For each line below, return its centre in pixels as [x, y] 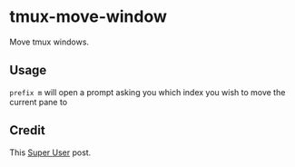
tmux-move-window [88, 17]
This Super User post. [50, 152]
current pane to [39, 102]
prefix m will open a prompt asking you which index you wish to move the [147, 92]
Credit [27, 130]
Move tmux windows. [49, 42]
